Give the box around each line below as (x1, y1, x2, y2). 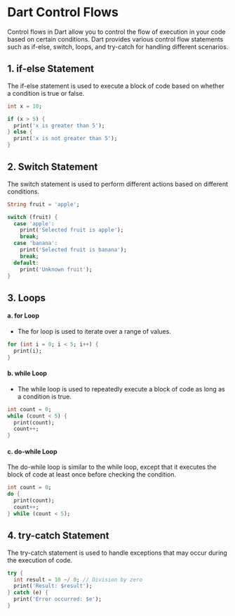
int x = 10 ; (7, 103, 42, 110)
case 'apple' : (13, 220, 55, 227)
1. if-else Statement (7, 63, 95, 75)
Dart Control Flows (7, 4, 119, 20)
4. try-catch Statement (7, 529, 109, 542)
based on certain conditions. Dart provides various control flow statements (7, 34, 224, 43)
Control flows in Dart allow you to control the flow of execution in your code (7, 27, 226, 36)
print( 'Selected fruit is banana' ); (20, 246, 128, 253)
